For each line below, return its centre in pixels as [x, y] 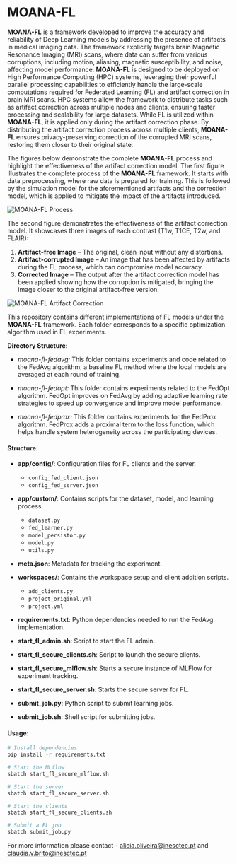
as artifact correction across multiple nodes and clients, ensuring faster [111, 107]
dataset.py [44, 520]
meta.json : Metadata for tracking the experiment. [90, 564]
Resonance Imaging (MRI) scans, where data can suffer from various [108, 54]
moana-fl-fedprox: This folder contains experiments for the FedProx [117, 416]
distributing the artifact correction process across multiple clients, [103, 129]
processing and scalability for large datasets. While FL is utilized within [110, 115]
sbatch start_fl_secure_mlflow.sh [58, 774]
